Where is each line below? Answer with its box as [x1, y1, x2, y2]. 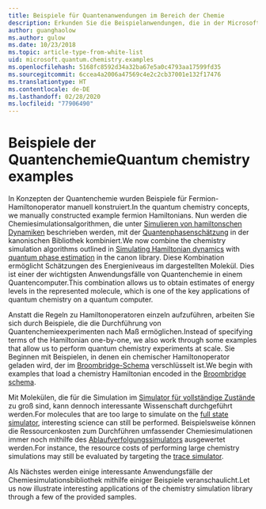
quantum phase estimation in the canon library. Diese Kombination [8, 253, 225, 262]
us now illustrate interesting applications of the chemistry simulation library [8, 484, 253, 493]
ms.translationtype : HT [8, 78, 87, 85]
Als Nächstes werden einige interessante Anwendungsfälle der [8, 467, 213, 477]
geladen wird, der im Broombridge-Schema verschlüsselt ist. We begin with [8, 361, 253, 370]
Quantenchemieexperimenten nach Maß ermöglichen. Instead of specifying [8, 327, 253, 336]
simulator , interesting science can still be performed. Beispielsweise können [8, 418, 256, 427]
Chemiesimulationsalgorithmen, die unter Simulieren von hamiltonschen [8, 219, 243, 229]
